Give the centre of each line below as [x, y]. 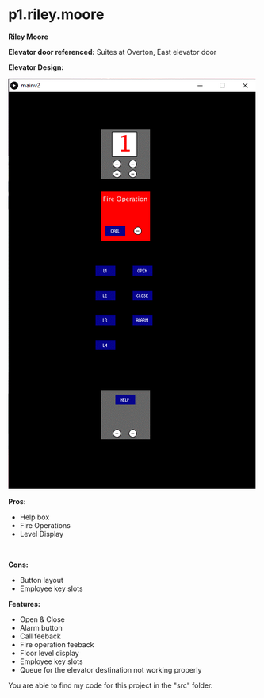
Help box [34, 517]
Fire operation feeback [57, 644]
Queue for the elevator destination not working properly [111, 669]
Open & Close [42, 619]
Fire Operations [45, 525]
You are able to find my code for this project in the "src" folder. [111, 685]
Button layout [41, 580]
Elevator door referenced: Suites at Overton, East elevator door [113, 52]
